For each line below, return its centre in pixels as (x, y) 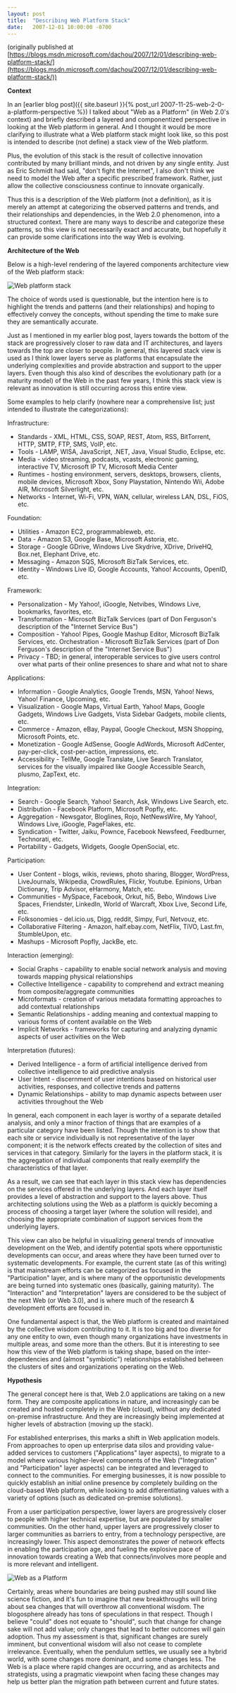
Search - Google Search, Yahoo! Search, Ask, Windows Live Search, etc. (123, 802)
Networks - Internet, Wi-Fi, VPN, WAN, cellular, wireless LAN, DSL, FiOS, (123, 497)
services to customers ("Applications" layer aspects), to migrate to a (126, 1453)
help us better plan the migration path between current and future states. (113, 1682)
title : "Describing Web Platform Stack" (69, 20)
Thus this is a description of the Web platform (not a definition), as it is (109, 199)
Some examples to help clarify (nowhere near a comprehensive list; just (111, 402)
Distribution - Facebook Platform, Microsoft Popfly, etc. (98, 809)
